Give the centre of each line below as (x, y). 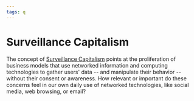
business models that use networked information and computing (87, 65)
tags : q (16, 12)
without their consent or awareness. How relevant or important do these (97, 78)
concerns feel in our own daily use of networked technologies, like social (98, 85)
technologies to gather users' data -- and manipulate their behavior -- (94, 72)
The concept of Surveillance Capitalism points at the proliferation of (91, 59)
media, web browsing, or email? (46, 91)
